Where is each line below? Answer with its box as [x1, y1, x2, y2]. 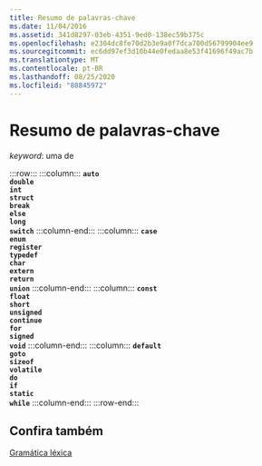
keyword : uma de [9, 150, 74, 161]
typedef [9, 251, 39, 260]
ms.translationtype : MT [9, 55, 100, 64]
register [9, 243, 43, 252]
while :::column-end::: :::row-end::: [9, 397, 140, 408]
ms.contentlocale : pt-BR [9, 64, 103, 74]
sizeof [9, 357, 34, 366]
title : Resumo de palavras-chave [9, 13, 136, 23]
